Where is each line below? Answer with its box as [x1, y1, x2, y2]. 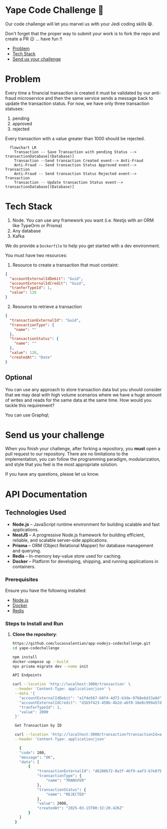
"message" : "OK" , [19, 755, 55, 760]
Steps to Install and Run [5, 620, 64, 627]
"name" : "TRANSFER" [46, 778, 86, 783]
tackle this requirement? [5, 402, 55, 408]
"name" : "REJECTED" [46, 792, 86, 797]
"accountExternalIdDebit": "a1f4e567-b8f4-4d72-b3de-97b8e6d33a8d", [19, 695, 164, 700]
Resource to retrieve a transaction [12, 304, 82, 310]
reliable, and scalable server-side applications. [12, 537, 108, 543]
